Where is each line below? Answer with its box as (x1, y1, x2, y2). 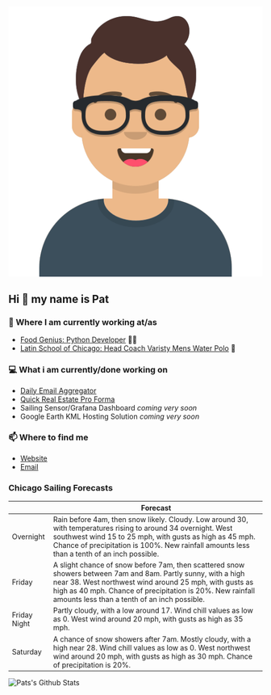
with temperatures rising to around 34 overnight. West (52, 523, 233, 533)
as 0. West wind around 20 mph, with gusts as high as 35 (52, 614, 244, 624)
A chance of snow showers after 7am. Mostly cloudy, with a (52, 634, 252, 644)
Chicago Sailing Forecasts (8, 482, 113, 493)
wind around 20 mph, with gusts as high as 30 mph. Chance (52, 651, 252, 661)
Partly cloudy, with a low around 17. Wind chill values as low (52, 605, 254, 616)
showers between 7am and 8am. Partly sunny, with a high (52, 569, 245, 579)
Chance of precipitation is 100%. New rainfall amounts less (52, 540, 250, 550)
